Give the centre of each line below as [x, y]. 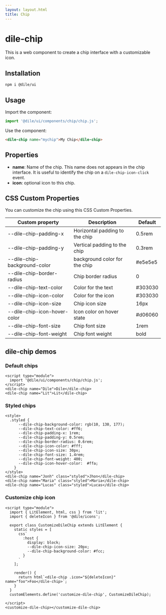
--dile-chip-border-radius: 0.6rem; [56, 442]
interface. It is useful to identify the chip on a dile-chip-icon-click [81, 172]
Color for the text [93, 287]
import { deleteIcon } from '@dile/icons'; [55, 517]
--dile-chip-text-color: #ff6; [50, 429]
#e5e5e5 [146, 262]
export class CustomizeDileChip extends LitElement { [66, 525]
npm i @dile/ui [21, 85]
